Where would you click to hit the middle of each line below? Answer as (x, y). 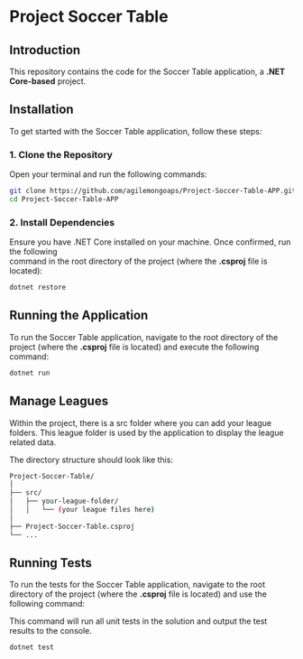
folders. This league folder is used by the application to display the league (147, 432)
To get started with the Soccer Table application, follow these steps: (136, 131)
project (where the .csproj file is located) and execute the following (134, 347)
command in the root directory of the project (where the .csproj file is (138, 261)
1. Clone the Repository (61, 154)
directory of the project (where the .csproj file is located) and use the (138, 594)
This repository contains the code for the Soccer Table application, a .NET (147, 71)
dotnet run (30, 373)
